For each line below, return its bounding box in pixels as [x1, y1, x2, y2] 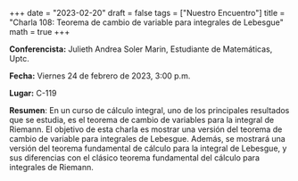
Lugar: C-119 [9, 88, 57, 98]
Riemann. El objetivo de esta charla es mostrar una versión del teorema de [9, 124, 283, 135]
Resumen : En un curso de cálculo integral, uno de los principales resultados [9, 105, 290, 115]
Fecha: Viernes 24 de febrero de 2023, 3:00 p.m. [9, 70, 191, 81]
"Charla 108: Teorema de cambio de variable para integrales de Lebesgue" [9, 17, 284, 28]
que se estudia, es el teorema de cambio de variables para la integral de [9, 115, 275, 125]
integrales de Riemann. [9, 162, 94, 172]
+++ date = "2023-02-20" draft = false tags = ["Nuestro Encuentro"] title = [9, 8, 286, 18]
